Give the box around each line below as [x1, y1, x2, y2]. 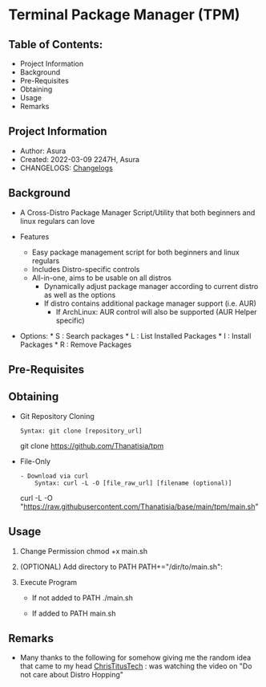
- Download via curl [19, 472, 89, 480]
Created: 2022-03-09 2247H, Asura [19, 154, 140, 164]
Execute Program [19, 577, 78, 587]
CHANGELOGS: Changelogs [19, 163, 114, 173]
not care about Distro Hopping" [19, 670, 124, 680]
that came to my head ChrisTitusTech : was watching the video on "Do [19, 661, 252, 671]
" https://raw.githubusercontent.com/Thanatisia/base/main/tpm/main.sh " [19, 502, 259, 511]
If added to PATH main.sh [31, 608, 116, 618]
